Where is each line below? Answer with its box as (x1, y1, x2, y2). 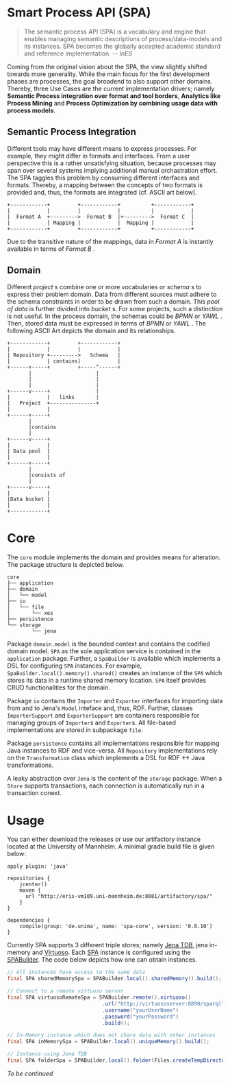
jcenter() (19, 881, 48, 888)
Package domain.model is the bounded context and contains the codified (7, 640, 211, 648)
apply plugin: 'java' (7, 863, 69, 870)
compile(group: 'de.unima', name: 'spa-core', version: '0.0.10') (19, 923, 213, 930)
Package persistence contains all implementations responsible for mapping (7, 739, 220, 747)
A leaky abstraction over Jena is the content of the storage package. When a (7, 774, 222, 782)
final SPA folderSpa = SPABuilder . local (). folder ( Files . (7, 1057, 173, 1064)
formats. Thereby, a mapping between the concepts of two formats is (7, 180, 203, 189)
